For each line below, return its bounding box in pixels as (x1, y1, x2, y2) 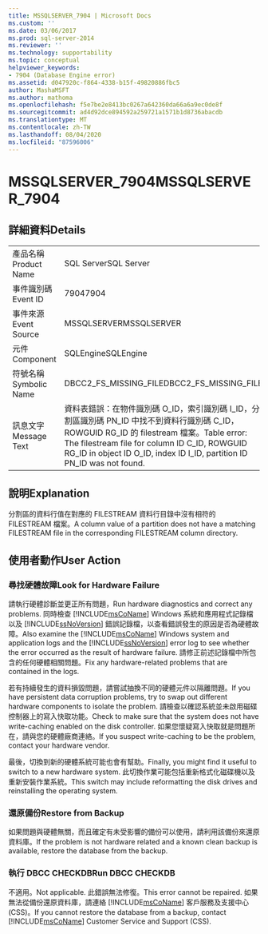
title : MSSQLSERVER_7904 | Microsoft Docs (8, 11, 152, 20)
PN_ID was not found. (64, 457, 145, 469)
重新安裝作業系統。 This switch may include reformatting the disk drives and (8, 777, 258, 786)
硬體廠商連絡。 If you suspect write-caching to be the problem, (49, 732, 256, 740)
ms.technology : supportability (8, 49, 112, 57)
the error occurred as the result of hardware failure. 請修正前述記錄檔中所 (8, 648, 250, 657)
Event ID (12, 293, 44, 305)
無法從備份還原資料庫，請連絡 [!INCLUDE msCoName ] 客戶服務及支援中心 (8, 897, 250, 907)
